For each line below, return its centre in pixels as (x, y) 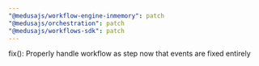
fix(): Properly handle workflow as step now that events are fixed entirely (129, 54)
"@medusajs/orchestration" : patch (67, 23)
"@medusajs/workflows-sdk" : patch (67, 31)
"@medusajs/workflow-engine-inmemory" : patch (86, 16)
